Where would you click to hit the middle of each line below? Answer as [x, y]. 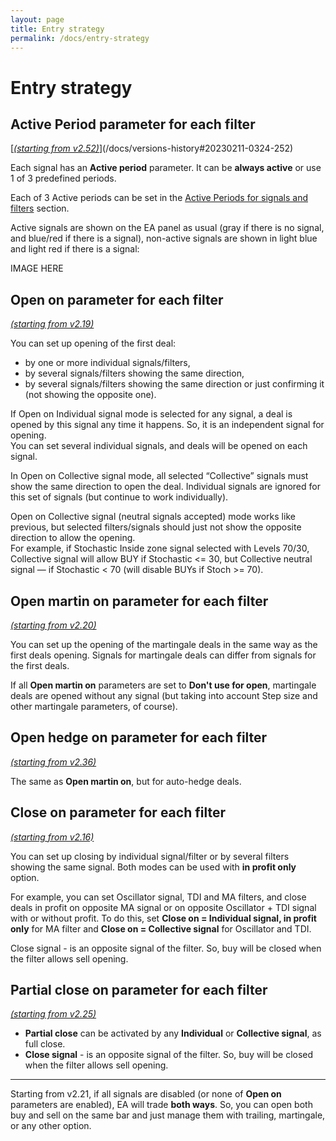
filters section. [40, 208]
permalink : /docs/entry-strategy [80, 38]
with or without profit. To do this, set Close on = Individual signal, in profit [163, 918]
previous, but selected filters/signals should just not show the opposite [156, 527]
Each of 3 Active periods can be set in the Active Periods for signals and [159, 198]
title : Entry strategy [57, 29]
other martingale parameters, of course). [94, 706]
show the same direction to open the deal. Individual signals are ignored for [165, 487]
